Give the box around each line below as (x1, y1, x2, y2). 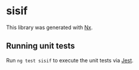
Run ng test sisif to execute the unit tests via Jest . (6, 56, 134, 63)
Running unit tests (6, 41, 75, 51)
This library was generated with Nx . (6, 24, 93, 31)
